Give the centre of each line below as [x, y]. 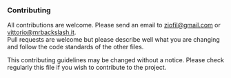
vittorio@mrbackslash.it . [42, 32]
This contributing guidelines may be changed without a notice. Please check [115, 60]
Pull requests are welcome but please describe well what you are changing [114, 40]
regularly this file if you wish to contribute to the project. [87, 68]
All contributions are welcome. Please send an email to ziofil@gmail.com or [114, 25]
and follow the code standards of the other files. [76, 47]
